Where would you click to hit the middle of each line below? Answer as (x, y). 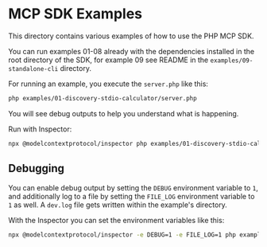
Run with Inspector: (40, 129)
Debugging (37, 169)
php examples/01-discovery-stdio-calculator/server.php (103, 98)
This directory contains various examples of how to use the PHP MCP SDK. (131, 36)
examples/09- (232, 61)
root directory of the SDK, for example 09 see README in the (108, 60)
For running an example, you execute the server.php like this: (108, 84)
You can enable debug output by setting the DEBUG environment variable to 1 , (133, 187)
